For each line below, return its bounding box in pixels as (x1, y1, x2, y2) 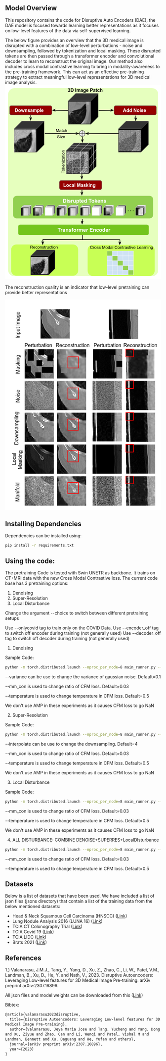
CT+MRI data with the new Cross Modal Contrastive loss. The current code (5, 575, 158, 581)
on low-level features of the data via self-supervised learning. (5, 27, 131, 34)
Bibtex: (5, 1002, 20, 1008)
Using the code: (5, 556, 55, 565)
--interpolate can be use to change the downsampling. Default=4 (5, 741, 138, 747)
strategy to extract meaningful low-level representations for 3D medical (5, 74, 151, 80)
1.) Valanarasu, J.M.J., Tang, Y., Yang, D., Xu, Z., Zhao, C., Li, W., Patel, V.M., (5, 967, 160, 973)
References (5, 954, 41, 962)
